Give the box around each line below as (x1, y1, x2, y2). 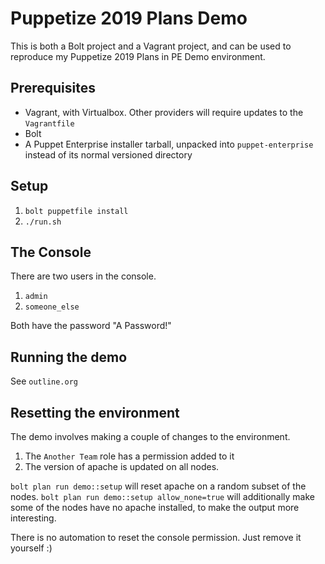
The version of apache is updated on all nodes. (24, 461, 220, 472)
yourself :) (10, 542, 53, 554)
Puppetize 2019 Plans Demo (10, 7, 248, 30)
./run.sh (24, 217, 62, 227)
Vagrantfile (24, 118, 75, 129)
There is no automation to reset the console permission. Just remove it (10, 532, 302, 543)
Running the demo (10, 348, 128, 366)
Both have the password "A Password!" (10, 320, 172, 332)
